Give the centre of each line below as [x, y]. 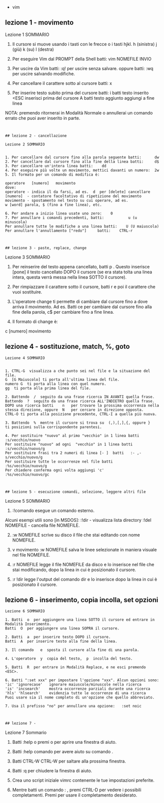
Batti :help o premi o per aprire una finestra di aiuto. [64, 742]
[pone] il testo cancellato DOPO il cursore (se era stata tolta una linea [82, 272]
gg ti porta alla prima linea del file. [48, 388]
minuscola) [16, 222]
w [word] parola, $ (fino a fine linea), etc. [54, 205]
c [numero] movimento [28, 331]
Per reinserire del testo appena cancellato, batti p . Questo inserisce [81, 266]
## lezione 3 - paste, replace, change [46, 248]
